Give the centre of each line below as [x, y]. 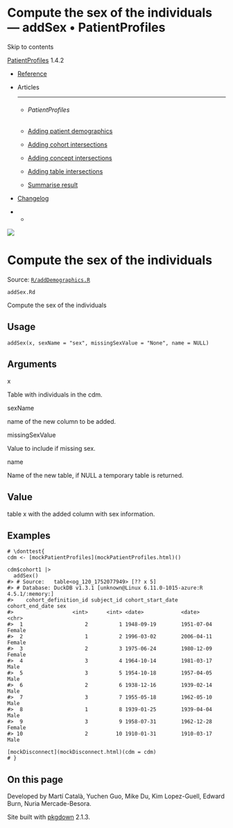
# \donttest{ [26, 552]
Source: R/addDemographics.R [49, 280]
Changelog [33, 199]
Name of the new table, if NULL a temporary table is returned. [95, 475]
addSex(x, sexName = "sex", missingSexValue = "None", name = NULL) [108, 343]
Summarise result [53, 185]
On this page [35, 779]
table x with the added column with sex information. [81, 514]
